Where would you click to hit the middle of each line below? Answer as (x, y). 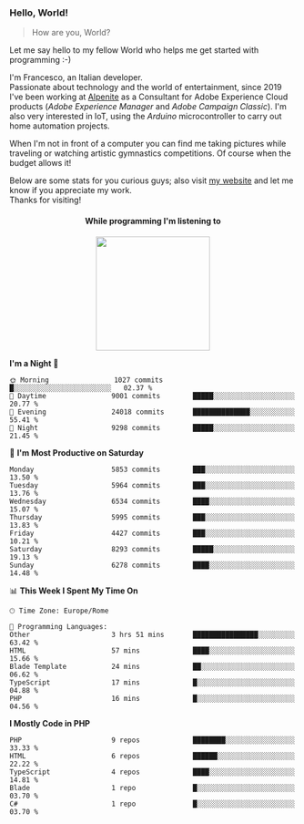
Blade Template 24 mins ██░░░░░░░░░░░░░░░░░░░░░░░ (152, 666)
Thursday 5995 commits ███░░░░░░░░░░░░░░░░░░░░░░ (152, 517)
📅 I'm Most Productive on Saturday (76, 452)
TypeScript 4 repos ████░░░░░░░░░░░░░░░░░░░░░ (152, 772)
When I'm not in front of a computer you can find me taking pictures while (148, 144)
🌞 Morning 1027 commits (86, 380)
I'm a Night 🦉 (34, 363)
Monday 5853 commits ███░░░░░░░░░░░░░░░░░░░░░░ (152, 469)
